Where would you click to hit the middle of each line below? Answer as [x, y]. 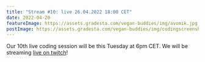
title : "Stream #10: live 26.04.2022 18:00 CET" [69, 12]
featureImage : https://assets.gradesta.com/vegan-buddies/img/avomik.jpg [102, 23]
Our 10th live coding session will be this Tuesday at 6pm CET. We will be [97, 46]
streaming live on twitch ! [37, 53]
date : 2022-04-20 [28, 18]
